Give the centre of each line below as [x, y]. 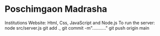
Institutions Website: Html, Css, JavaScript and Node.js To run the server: [80, 23]
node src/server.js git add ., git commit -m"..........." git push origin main [77, 28]
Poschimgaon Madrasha [56, 9]
